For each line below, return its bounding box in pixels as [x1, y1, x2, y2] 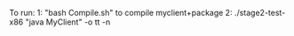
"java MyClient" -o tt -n [25, 17, 111, 27]
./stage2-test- [234, 8, 286, 18]
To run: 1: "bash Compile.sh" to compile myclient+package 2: [9, 8, 233, 18]
